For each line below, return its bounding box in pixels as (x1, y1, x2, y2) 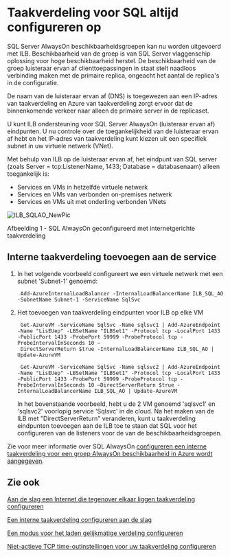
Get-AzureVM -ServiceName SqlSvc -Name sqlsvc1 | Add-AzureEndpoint (20, 321, 221, 328)
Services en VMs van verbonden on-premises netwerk (16, 190, 172, 198)
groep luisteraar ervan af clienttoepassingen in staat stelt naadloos (7, 64, 196, 72)
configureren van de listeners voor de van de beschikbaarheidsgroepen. (16, 429, 222, 437)
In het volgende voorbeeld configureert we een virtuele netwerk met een (16, 269, 223, 277)
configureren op (7, 19, 102, 35)
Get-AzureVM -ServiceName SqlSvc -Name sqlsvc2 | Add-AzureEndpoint (20, 363, 221, 370)
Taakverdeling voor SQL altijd (7, 5, 179, 21)
